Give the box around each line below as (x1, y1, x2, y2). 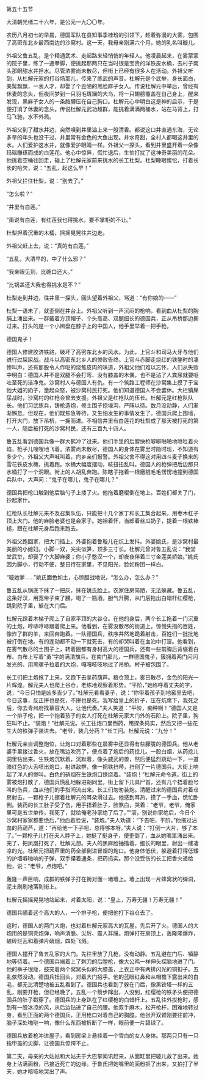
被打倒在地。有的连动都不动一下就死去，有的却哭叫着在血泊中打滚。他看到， (6, 638, 199, 645)
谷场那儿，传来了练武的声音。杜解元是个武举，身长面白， (54, 75, 199, 82)
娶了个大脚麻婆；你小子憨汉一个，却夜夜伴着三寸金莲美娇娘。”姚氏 (32, 553, 199, 560)
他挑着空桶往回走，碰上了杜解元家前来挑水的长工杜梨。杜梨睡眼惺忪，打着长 (6, 156, 199, 164)
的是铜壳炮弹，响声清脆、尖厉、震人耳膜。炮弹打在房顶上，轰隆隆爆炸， (16, 929, 199, 937)
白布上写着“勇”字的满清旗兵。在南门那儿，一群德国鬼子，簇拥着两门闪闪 (16, 653, 198, 660)
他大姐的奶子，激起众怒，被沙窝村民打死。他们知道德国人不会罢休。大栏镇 (6, 387, 193, 394)
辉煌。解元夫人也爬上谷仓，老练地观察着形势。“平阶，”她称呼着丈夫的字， (11, 681, 196, 689)
